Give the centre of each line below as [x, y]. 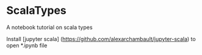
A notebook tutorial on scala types [49, 27]
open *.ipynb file [27, 45]
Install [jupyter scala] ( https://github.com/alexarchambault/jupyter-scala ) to [101, 39]
